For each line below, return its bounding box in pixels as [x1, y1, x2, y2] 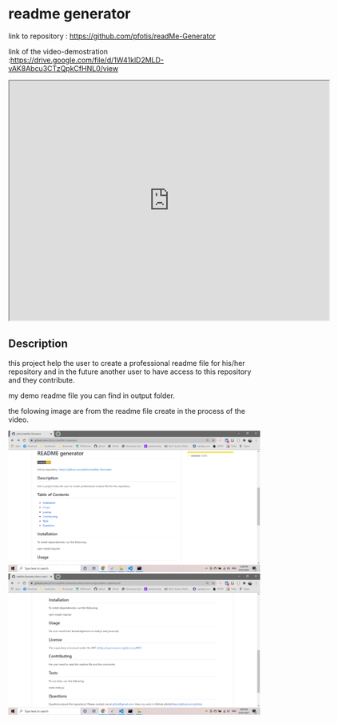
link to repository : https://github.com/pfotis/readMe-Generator [8, 31, 216, 41]
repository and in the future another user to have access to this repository [8, 367, 252, 376]
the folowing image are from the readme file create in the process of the [8, 406, 246, 415]
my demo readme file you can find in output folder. [8, 391, 176, 400]
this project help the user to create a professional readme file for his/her [8, 358, 245, 367]
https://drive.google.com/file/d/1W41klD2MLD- [10, 55, 165, 65]
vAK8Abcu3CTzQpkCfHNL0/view [8, 63, 118, 73]
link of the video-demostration [8, 46, 109, 56]
